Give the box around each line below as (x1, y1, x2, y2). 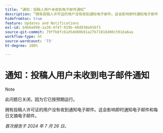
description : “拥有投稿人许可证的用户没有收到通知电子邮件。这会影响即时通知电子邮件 (5, 12, 159, 17)
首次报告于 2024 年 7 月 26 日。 (5, 123, 69, 129)
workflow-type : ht (5, 34, 42, 39)
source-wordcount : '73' (5, 39, 53, 44)
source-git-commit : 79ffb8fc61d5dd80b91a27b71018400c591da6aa (5, 30, 133, 34)
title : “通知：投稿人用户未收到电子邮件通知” (5, 7, 86, 12)
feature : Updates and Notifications (5, 20, 79, 26)
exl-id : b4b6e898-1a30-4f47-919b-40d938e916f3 (5, 25, 101, 30)
